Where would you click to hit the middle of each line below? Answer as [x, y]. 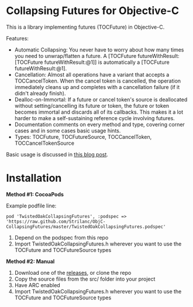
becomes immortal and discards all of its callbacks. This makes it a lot [99, 112]
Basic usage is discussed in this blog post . [57, 154]
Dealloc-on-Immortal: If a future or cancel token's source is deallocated [101, 99]
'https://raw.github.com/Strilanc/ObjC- [56, 221]
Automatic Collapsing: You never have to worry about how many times [99, 50]
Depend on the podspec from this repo [61, 237]
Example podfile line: [31, 206]
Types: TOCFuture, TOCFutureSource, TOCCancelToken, [83, 137]
